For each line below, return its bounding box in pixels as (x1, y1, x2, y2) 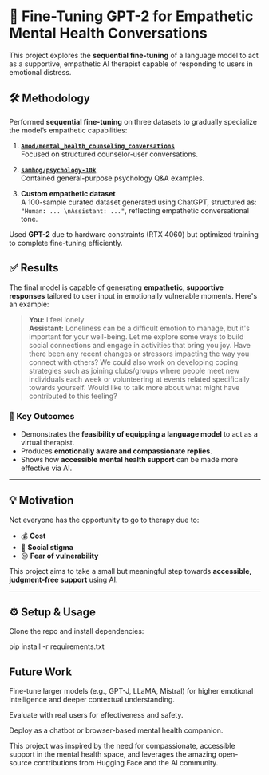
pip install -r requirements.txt (9, 642, 105, 651)
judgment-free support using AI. (9, 575, 118, 584)
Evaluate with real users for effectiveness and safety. (9, 710, 184, 720)
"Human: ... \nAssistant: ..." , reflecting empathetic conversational (20, 205, 250, 215)
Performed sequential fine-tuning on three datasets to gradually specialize (9, 117, 258, 126)
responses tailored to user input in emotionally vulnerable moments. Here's (9, 291, 258, 300)
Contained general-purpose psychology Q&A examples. (20, 173, 205, 183)
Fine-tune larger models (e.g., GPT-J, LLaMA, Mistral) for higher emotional (9, 686, 254, 696)
